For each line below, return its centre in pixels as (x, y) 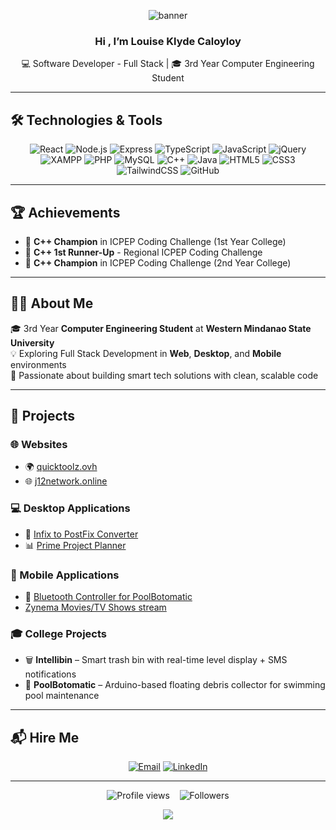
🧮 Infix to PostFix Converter (81, 534)
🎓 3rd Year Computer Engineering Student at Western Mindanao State (161, 328)
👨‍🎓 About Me (52, 303)
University (32, 342)
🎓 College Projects (58, 633)
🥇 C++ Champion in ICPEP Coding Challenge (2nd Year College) (158, 262)
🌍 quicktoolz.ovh (61, 467)
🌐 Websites (39, 445)
